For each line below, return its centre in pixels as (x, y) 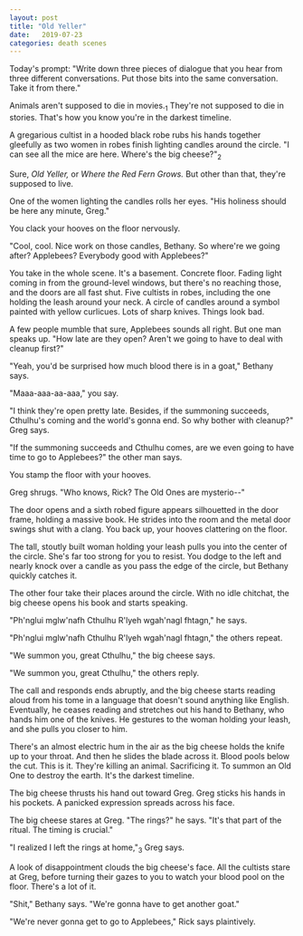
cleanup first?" (37, 348)
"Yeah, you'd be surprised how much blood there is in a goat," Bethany (142, 366)
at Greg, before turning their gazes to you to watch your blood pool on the (147, 876)
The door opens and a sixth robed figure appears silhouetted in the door (144, 509)
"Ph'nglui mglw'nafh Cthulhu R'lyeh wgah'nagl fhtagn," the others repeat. (146, 637)
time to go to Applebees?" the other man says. (96, 457)
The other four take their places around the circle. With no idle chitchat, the (149, 593)
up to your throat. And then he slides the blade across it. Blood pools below (150, 756)
